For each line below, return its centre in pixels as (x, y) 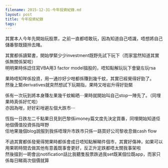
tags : (11, 24)
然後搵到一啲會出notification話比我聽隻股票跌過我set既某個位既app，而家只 (83, 154)
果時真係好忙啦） (23, 102)
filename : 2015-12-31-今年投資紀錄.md (43, 10)
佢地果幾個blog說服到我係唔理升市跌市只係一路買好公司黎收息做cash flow (81, 131)
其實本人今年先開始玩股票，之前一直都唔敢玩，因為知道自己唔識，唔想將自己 (84, 38)
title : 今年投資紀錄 (24, 19)
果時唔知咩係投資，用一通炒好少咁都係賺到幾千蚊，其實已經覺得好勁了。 (79, 78)
